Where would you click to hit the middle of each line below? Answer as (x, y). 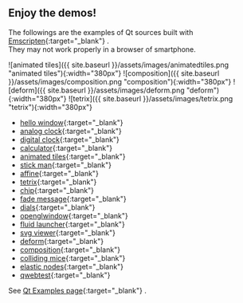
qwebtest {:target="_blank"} (65, 275)
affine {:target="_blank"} (59, 173)
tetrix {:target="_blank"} (58, 182)
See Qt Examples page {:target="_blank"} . (78, 290)
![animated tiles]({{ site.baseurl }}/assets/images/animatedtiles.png (119, 65)
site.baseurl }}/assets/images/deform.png (116, 90)
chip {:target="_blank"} (57, 190)
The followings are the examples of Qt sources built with (101, 32)
